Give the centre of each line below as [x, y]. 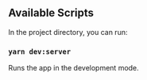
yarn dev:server [40, 51]
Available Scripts [51, 13]
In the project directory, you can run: [68, 32]
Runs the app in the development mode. [73, 68]
